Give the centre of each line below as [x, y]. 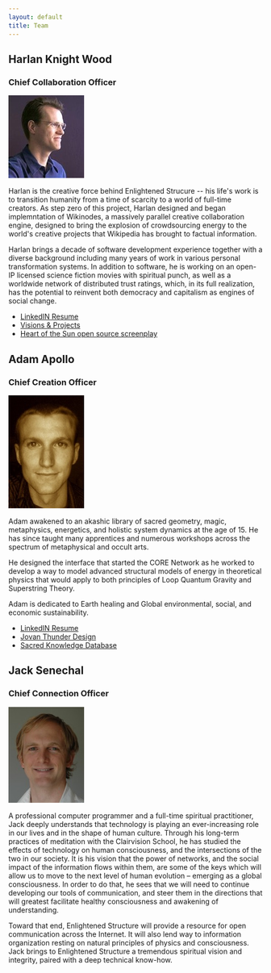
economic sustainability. [48, 612]
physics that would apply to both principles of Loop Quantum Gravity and [130, 579]
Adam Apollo [42, 359]
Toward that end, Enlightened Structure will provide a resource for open [127, 925]
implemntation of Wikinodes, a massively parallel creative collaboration [126, 217]
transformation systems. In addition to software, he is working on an [121, 267]
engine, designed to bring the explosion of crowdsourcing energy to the [128, 225]
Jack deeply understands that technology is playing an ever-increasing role [134, 824]
